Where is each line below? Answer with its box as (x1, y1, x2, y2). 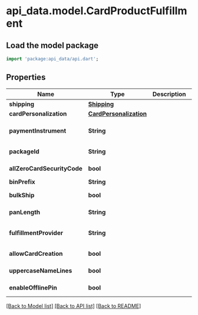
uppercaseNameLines (9, 266, 72, 275)
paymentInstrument (9, 126, 67, 134)
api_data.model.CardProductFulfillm (6, 4, 187, 18)
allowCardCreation (9, 249, 63, 258)
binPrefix (9, 178, 35, 186)
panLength (9, 208, 40, 216)
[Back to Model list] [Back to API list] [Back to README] (6, 302, 141, 309)
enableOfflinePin (9, 283, 57, 291)
